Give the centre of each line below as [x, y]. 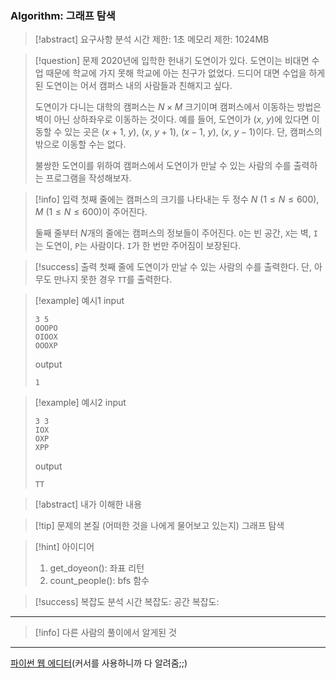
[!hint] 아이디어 [64, 547]
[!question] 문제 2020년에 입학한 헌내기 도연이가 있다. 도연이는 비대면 [172, 61]
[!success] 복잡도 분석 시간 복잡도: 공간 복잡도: [127, 602]
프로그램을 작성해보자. [88, 178]
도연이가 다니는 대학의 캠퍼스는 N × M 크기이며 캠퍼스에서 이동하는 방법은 [178, 107]
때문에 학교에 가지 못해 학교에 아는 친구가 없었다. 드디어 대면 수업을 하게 [185, 73]
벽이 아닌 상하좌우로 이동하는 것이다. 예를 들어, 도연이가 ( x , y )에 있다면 [172, 119]
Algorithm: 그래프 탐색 [63, 15]
